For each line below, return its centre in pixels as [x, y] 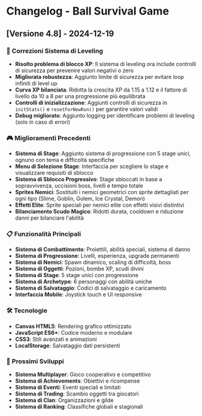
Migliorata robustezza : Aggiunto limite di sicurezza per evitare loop [99, 76]
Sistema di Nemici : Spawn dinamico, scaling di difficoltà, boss [93, 263]
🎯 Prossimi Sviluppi [35, 361]
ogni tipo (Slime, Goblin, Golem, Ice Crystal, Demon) [80, 199]
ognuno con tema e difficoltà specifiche [65, 160]
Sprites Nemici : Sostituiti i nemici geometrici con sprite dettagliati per [102, 192]
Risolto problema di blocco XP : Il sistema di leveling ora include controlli [106, 64]
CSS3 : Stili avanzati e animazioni [56, 339]
